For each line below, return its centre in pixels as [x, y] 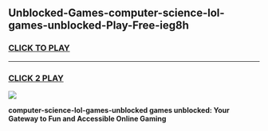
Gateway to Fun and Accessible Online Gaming [87, 118]
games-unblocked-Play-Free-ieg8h [99, 26]
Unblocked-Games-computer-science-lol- [116, 13]
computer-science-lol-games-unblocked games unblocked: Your [119, 110]
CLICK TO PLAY [39, 48]
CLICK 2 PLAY [36, 78]
